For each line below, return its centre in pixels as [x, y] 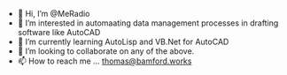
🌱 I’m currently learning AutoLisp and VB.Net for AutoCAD [123, 41]
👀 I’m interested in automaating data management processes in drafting [148, 23]
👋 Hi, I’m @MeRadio [54, 14]
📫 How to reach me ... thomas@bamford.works [105, 61]
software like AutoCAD [59, 32]
